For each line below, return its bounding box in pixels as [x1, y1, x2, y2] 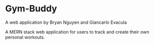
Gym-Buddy [5, 3, 57, 14]
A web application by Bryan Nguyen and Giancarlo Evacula [5, 19, 127, 25]
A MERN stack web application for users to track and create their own [5, 29, 149, 35]
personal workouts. [5, 34, 45, 40]
